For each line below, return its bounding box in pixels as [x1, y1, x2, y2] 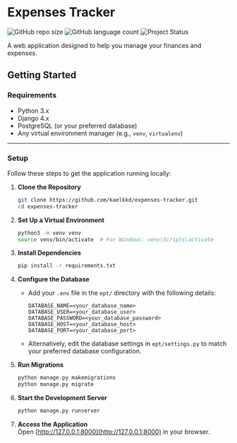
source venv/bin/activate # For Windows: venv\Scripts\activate [17, 236, 214, 243]
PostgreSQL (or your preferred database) [17, 121, 138, 130]
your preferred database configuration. [28, 347, 142, 356]
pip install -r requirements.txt [17, 262, 116, 269]
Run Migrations [17, 360, 64, 369]
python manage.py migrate [17, 381, 94, 388]
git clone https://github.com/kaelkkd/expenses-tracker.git [17, 196, 198, 203]
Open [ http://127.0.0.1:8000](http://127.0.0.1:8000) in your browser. [17, 427, 210, 436]
